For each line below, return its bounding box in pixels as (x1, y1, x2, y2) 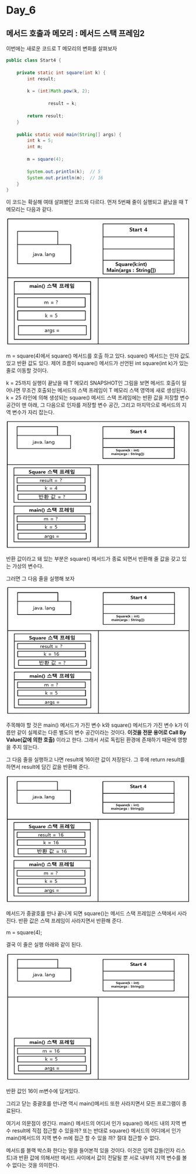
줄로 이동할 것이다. (6, 367, 49, 374)
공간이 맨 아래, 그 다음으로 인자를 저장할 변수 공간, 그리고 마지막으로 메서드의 (6, 401, 181, 409)
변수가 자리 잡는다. (12, 409, 54, 416)
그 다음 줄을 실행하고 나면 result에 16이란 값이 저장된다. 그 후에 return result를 (6, 756, 185, 763)
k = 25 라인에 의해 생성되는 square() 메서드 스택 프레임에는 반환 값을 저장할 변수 (6, 394, 190, 401)
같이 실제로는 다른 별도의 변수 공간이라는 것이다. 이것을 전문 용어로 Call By (16, 729, 186, 736)
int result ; (27, 76, 57, 82)
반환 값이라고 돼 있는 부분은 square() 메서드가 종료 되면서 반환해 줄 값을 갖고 (6, 555, 181, 563)
